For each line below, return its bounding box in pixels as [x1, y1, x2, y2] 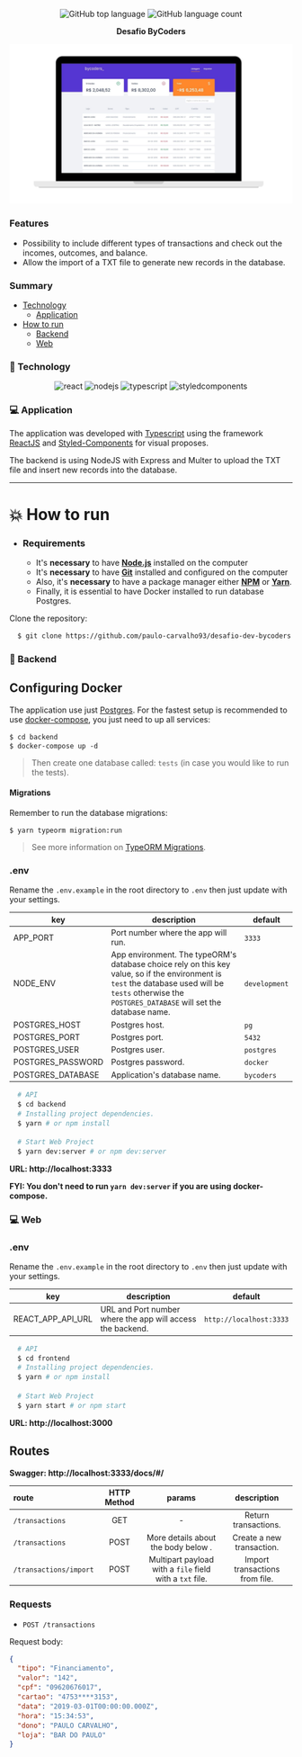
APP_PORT [13, 932, 55, 943]
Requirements [22, 536, 85, 549]
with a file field [151, 1564, 211, 1574]
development [244, 980, 289, 989]
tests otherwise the [111, 988, 184, 999]
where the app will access [100, 1313, 197, 1324]
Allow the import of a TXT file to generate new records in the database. [22, 256, 286, 267]
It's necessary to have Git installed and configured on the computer [35, 567, 289, 578]
